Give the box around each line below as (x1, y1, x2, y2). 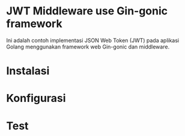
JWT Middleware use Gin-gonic (6, 4, 168, 18)
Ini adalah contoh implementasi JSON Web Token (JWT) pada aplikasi (6, 37, 179, 44)
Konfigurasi (6, 92, 66, 105)
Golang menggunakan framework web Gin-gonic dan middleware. (6, 43, 170, 50)
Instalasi (6, 64, 50, 78)
